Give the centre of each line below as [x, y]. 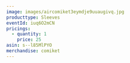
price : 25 [29, 40]
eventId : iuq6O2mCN [31, 23]
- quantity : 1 [29, 34]
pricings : [19, 28]
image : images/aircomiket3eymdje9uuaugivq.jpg [65, 12]
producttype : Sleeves [33, 17]
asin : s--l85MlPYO [29, 46]
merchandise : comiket [33, 51]
